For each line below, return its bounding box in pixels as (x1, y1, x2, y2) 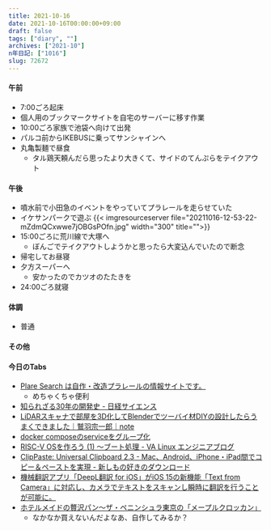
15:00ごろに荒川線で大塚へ (19, 231, 110, 241)
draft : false (8, 27, 53, 35)
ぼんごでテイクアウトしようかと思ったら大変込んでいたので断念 (32, 242, 245, 252)
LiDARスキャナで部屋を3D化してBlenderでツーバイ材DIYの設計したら (19, 412, 251, 422)
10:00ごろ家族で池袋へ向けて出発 (19, 123, 132, 133)
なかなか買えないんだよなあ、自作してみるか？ (32, 513, 188, 523)
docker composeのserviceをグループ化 (19, 432, 151, 442)
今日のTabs (8, 362, 47, 371)
